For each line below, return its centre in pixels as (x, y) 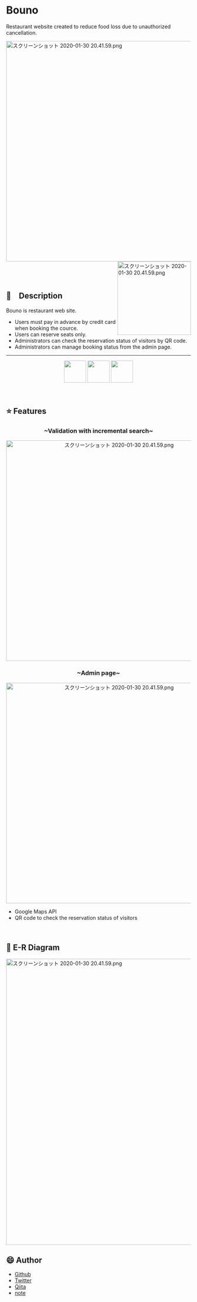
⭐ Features (26, 411)
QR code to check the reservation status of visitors (76, 918)
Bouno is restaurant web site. (41, 310)
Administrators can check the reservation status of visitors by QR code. (101, 340)
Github (23, 1274)
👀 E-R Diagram (33, 948)
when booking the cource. (46, 328)
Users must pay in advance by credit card (65, 322)
